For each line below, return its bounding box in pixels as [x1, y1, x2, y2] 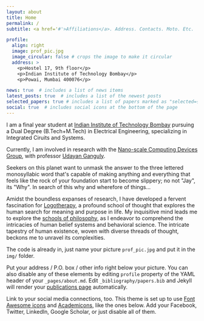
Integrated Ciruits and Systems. [6, 134, 85, 141]
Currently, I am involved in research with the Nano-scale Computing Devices [6, 145, 198, 153]
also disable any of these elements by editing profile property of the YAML [6, 270, 195, 277]
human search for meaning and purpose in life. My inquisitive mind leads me [6, 208, 197, 215]
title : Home [6, 15, 36, 21]
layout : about [6, 9, 42, 15]
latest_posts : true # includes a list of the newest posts [6, 93, 162, 99]
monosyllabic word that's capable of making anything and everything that [6, 170, 191, 178]
